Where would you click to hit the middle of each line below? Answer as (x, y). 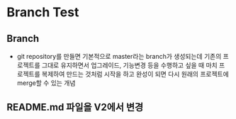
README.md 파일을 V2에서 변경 (75, 107)
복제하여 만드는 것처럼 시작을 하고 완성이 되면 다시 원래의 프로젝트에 (135, 74)
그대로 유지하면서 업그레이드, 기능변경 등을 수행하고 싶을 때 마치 (129, 65)
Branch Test (43, 12)
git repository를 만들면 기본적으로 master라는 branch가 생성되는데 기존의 (119, 56)
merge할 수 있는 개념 (46, 83)
